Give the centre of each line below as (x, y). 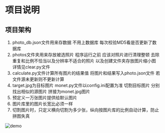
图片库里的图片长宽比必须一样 (42, 104)
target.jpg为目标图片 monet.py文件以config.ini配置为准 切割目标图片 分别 (86, 85)
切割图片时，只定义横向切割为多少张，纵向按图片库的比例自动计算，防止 (85, 110)
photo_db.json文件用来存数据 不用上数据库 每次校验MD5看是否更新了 (82, 42)
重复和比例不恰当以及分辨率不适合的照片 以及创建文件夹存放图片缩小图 (84, 61)
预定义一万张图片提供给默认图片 (45, 98)
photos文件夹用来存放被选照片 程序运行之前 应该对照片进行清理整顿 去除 (86, 55)
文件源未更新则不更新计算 (38, 79)
